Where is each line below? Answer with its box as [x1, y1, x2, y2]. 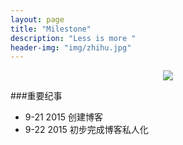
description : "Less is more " [10, 33, 137, 43]
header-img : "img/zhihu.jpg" [10, 42, 132, 53]
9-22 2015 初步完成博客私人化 [24, 124, 149, 136]
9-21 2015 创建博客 [24, 111, 103, 123]
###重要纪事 [10, 90, 63, 102]
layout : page [10, 14, 65, 25]
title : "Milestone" [10, 24, 92, 34]
